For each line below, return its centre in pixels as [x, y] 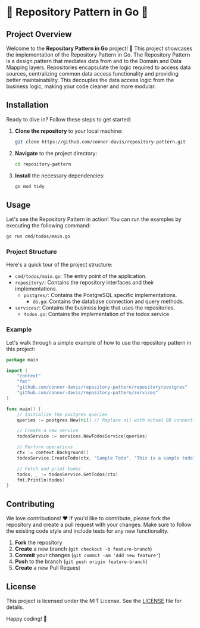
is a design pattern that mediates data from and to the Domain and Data [94, 61]
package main [22, 360]
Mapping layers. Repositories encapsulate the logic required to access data [99, 67]
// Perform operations [45, 447]
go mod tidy [29, 186]
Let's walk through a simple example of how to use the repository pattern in [99, 342]
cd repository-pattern [43, 164]
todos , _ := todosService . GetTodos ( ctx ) [68, 474]
